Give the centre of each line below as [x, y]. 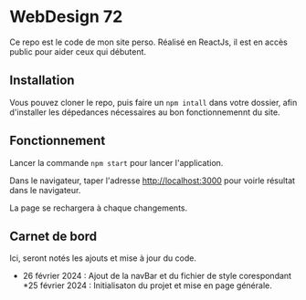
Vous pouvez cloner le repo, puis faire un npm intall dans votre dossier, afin [153, 102]
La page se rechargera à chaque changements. [99, 208]
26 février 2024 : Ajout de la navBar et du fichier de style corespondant [157, 276]
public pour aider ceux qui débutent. [78, 51]
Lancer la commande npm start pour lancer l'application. [116, 162]
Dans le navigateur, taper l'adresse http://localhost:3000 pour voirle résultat [152, 181]
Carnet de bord [53, 236]
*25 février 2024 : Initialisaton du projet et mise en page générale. [147, 285]
